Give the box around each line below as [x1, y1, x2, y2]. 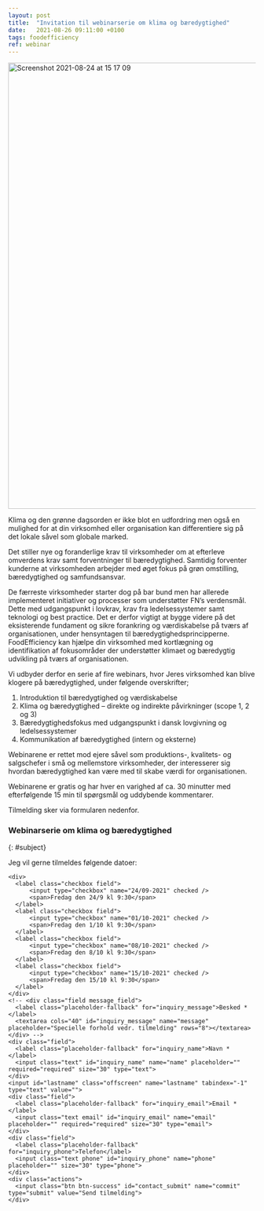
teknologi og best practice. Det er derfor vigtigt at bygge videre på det [8, 613, 236, 622]
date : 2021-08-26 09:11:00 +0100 [8, 26, 125, 34]
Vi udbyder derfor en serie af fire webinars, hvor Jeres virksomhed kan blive [8, 669, 255, 679]
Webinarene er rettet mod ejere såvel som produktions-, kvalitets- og [8, 750, 232, 759]
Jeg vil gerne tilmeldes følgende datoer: [8, 858, 137, 868]
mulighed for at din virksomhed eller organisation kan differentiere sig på [8, 524, 244, 533]
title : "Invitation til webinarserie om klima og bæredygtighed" [8, 19, 230, 27]
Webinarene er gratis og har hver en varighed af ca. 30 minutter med [8, 782, 231, 792]
